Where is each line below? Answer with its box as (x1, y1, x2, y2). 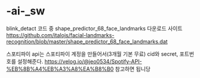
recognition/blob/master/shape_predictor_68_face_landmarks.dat (6, 38, 168, 45)
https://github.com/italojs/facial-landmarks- (6, 31, 115, 38)
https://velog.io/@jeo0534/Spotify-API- (44, 58, 142, 65)
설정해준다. (17, 58, 44, 65)
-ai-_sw (6, 4, 45, 18)
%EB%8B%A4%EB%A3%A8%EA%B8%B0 (6, 65, 114, 73)
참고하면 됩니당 (115, 65, 151, 73)
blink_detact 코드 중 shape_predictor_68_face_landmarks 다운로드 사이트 (6, 25, 183, 32)
